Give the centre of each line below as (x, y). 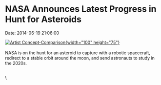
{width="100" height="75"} (92, 42)
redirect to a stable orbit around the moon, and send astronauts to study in (80, 58)
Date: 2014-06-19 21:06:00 (32, 33)
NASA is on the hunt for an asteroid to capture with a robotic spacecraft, (78, 53)
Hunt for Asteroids (43, 19)
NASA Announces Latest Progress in (81, 9)
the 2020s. (16, 63)
